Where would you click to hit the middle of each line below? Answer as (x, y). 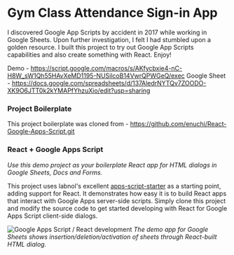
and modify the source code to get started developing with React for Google (117, 208)
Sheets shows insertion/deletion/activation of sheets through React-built (112, 237)
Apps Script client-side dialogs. (53, 216)
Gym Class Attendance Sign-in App (112, 13)
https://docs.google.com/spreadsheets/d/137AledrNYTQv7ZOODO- (109, 83)
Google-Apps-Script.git (41, 132)
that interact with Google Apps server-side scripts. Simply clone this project (117, 200)
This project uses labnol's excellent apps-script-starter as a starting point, (114, 186)
